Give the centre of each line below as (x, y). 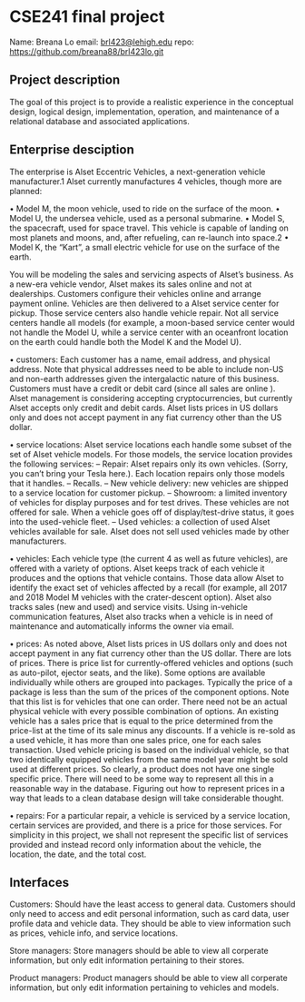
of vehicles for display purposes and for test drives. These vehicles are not (149, 502)
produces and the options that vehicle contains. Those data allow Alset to (147, 577)
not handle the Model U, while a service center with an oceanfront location (149, 332)
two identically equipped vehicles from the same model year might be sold (149, 759)
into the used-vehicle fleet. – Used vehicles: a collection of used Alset (140, 521)
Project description (65, 80)
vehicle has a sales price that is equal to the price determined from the (142, 721)
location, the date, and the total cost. (78, 854)
